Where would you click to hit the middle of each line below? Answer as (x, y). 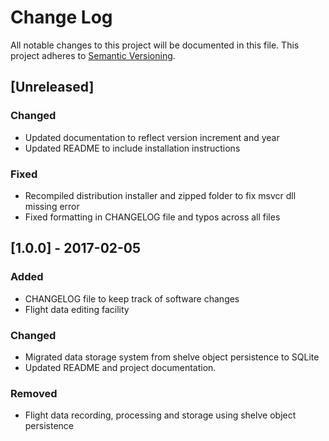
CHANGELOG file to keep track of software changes (132, 298)
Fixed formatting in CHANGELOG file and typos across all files (152, 217)
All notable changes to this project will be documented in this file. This (155, 45)
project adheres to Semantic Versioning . (93, 55)
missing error (52, 206)
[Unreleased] (52, 87)
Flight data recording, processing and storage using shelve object (160, 415)
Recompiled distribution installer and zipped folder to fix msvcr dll (160, 195)
